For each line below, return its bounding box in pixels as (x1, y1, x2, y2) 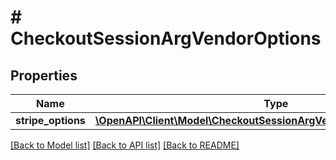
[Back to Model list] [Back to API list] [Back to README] (10, 139, 240, 151)
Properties (10, 67, 78, 84)
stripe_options (15, 114, 86, 127)
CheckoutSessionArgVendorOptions (10, 27, 322, 50)
